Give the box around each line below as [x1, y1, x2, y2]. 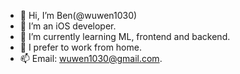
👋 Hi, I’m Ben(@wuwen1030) [19, 10, 138, 21]
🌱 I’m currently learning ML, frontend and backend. [19, 31, 231, 42]
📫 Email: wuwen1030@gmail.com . [19, 53, 163, 64]
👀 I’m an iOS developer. [19, 20, 117, 32]
